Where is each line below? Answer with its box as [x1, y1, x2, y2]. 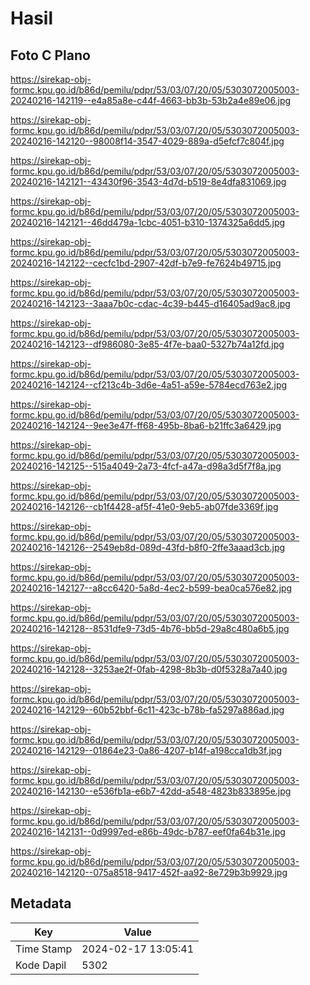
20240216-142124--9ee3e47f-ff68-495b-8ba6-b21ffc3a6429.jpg [10, 420, 282, 431]
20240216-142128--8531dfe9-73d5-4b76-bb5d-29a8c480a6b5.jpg [10, 623, 290, 634]
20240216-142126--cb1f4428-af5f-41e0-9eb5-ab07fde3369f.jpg [10, 501, 279, 512]
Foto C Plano [10, 47, 91, 64]
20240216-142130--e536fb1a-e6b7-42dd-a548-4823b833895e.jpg [10, 785, 292, 797]
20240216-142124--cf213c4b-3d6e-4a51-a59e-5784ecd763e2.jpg [10, 379, 288, 391]
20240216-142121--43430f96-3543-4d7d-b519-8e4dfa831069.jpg [10, 176, 287, 187]
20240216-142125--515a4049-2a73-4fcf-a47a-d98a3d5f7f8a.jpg [10, 460, 282, 472]
